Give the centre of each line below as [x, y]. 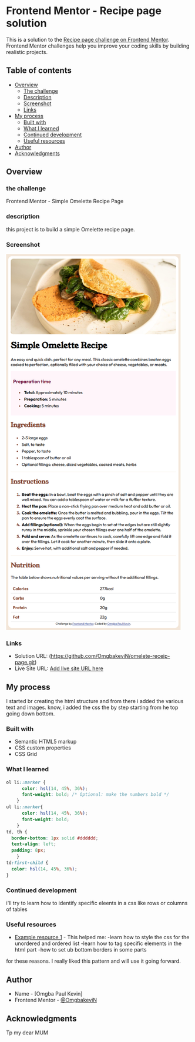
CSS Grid [26, 754]
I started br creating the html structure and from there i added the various [95, 701]
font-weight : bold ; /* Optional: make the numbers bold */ [95, 795]
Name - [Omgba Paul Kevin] [48, 994]
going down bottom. [31, 714]
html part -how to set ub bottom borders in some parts [80, 950]
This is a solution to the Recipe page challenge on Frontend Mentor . [88, 39]
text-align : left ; [34, 844]
